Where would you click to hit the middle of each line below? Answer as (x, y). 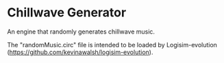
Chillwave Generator (67, 13)
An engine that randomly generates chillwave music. (81, 32)
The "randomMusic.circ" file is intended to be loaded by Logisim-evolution (112, 45)
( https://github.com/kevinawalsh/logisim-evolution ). (80, 52)
